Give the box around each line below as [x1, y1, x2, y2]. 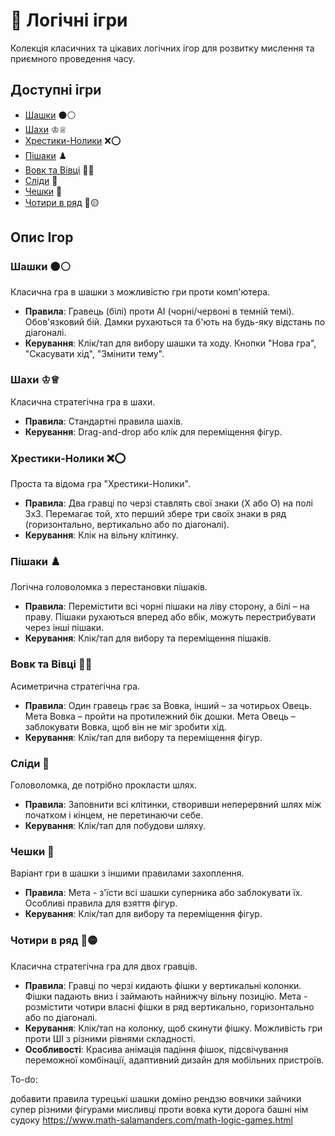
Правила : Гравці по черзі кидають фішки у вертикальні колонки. [24, 979, 302, 991]
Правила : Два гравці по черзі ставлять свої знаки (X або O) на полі [24, 497, 313, 509]
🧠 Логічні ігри [10, 9, 128, 32]
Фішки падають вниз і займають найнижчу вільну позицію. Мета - [24, 990, 308, 1002]
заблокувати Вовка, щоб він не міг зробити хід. [24, 720, 227, 733]
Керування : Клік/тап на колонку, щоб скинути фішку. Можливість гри [24, 1022, 323, 1034]
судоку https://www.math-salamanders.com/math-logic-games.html [10, 1114, 293, 1126]
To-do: [10, 1073, 38, 1085]
